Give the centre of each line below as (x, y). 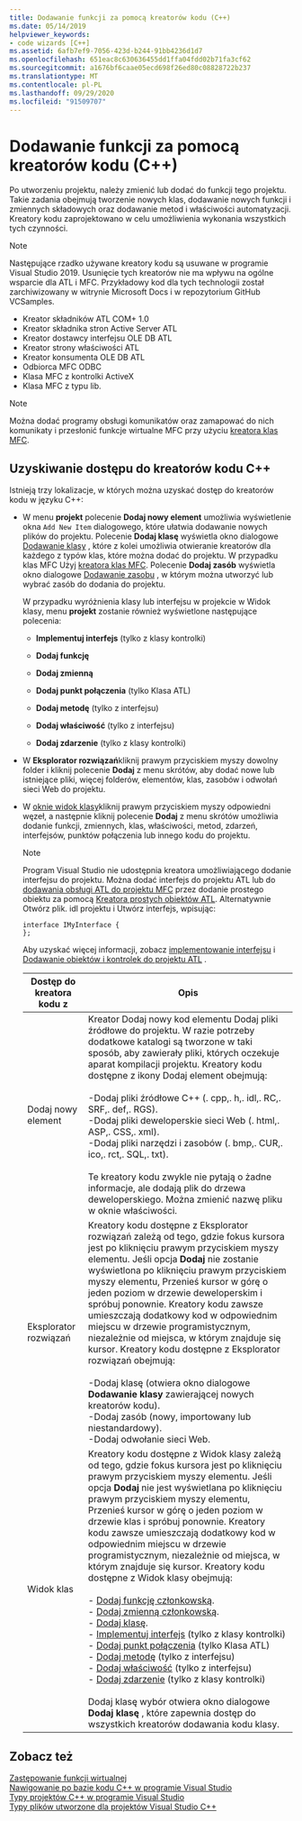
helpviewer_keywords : (50, 34)
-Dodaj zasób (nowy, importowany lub (170, 1417)
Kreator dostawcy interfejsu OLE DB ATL (97, 338)
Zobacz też (41, 1757)
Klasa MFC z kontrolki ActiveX (78, 377)
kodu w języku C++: (46, 500)
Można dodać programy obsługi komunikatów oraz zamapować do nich (142, 421)
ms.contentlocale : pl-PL (56, 85)
